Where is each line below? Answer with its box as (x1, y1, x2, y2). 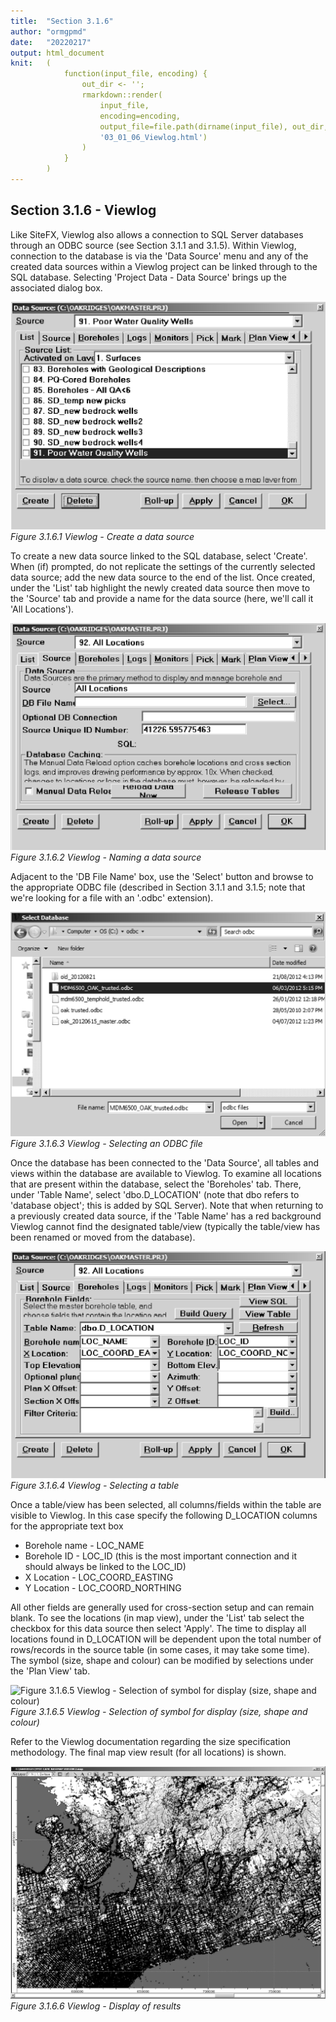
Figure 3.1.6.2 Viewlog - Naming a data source (10, 851, 202, 863)
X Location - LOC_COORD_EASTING (24, 1571, 174, 1583)
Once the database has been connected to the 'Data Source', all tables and (10, 1156, 320, 1169)
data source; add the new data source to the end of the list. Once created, (10, 571, 316, 583)
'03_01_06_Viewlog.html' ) (99, 132, 208, 142)
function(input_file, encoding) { (63, 69, 208, 79)
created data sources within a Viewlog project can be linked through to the (10, 260, 318, 272)
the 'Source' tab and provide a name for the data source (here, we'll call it (10, 592, 314, 604)
